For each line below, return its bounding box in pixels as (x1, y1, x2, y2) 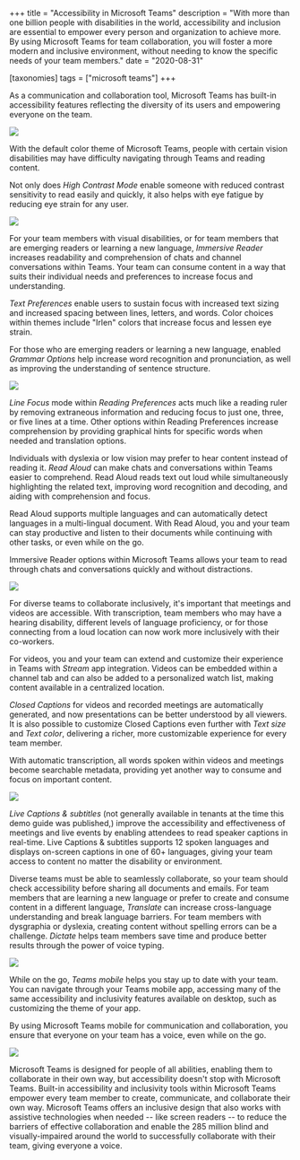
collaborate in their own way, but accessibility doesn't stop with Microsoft (9, 1074, 281, 1084)
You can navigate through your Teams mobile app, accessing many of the (9, 984, 281, 994)
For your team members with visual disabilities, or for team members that (9, 233, 279, 243)
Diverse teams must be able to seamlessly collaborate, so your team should (9, 874, 288, 884)
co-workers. (9, 636, 56, 647)
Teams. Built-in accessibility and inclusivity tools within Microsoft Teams (9, 1083, 277, 1094)
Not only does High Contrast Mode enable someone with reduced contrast (9, 179, 285, 190)
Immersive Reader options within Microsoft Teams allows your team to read (9, 554, 287, 564)
